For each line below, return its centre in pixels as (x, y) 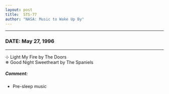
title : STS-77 (21, 14)
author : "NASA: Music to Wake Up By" (45, 19)
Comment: (17, 73)
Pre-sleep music (29, 86)
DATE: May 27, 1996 (30, 41)
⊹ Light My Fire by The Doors (36, 57)
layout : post (19, 10)
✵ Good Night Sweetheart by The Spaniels (49, 62)
